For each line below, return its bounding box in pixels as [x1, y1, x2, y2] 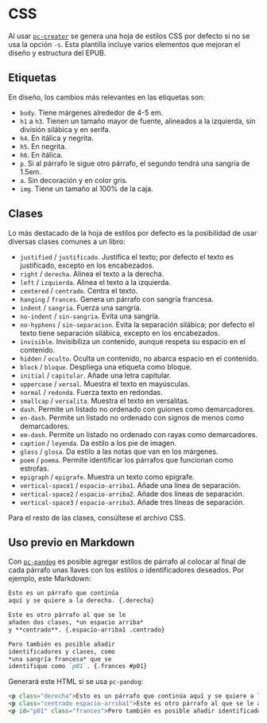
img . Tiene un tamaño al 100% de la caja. [19, 184, 153, 193]
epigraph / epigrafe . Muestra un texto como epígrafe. [19, 471, 195, 482]
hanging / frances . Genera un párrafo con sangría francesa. [19, 294, 215, 303]
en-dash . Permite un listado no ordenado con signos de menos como [19, 412, 245, 422]
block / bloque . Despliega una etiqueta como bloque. [19, 361, 192, 371]
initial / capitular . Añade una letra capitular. [19, 370, 172, 380]
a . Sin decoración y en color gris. [19, 175, 129, 185]
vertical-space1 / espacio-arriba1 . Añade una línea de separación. [19, 480, 241, 490]
